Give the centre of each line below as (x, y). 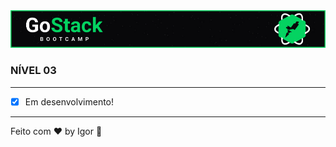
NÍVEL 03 (33, 71)
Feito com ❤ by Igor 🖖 (56, 131)
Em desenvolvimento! (69, 101)
